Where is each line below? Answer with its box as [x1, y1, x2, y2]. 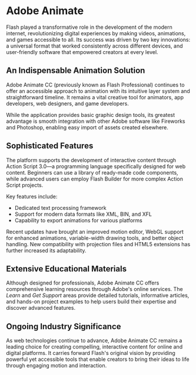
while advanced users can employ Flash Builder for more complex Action [6, 175, 184, 182]
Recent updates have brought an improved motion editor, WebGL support [6, 228, 184, 235]
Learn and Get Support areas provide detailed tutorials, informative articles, [6, 292, 190, 299]
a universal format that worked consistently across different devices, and [6, 42, 184, 49]
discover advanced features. [6, 304, 75, 312]
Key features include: [6, 193, 58, 200]
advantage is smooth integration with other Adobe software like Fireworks [6, 118, 185, 125]
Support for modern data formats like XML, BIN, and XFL [14, 210, 152, 217]
